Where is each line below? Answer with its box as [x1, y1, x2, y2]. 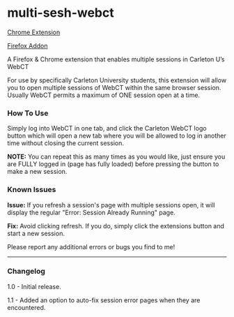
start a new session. [7, 229, 65, 237]
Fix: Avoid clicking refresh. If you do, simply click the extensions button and [7, 221, 225, 230]
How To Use [7, 108, 49, 118]
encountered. [7, 303, 46, 311]
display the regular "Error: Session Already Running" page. [7, 208, 175, 216]
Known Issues [7, 185, 56, 195]
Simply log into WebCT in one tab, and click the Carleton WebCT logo [7, 124, 207, 133]
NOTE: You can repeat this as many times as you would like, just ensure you [7, 152, 226, 161]
